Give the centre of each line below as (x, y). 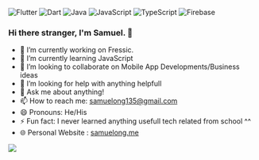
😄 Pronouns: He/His (53, 112)
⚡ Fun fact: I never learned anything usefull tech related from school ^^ (135, 121)
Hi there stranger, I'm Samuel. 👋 (71, 32)
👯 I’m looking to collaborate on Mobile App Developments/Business (129, 67)
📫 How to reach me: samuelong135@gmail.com (99, 101)
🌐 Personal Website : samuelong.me (79, 133)
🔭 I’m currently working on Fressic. (77, 50)
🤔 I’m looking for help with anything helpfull (91, 84)
